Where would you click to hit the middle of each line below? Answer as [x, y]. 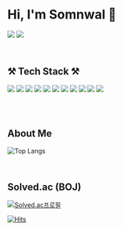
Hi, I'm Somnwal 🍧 [62, 15]
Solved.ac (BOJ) [45, 187]
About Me [30, 134]
